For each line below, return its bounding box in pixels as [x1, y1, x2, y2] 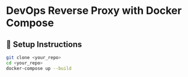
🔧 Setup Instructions [6, 39, 82, 49]
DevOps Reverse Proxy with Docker [6, 4, 182, 17]
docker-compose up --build [6, 65, 72, 71]
